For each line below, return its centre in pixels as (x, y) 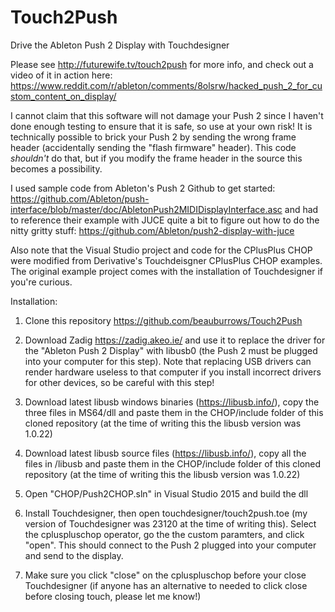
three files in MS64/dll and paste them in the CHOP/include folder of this (174, 412)
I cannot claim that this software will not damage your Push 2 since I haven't (167, 115)
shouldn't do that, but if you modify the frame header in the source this (156, 158)
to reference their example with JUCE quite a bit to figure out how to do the (165, 220)
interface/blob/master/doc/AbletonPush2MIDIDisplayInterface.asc (146, 209)
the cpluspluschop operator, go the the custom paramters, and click (164, 534)
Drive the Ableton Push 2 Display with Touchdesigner (120, 45)
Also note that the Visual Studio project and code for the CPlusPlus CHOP (161, 250)
